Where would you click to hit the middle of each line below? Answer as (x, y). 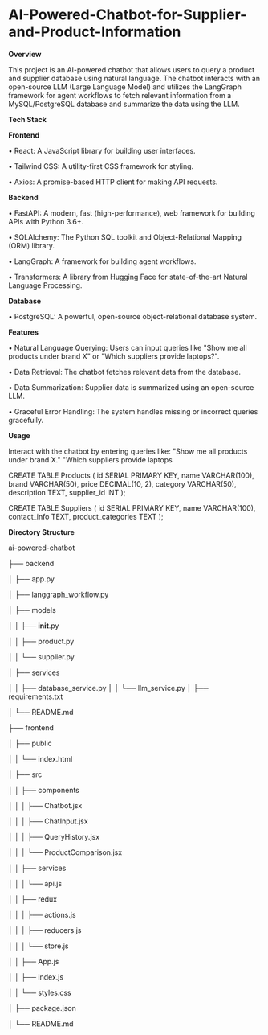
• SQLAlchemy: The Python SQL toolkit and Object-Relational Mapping (125, 237)
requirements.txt (36, 696)
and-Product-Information (95, 32)
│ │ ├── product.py (41, 641)
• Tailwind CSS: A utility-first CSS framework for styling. (101, 166)
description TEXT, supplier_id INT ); (67, 492)
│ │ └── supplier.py (41, 656)
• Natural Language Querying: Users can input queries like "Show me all (128, 347)
